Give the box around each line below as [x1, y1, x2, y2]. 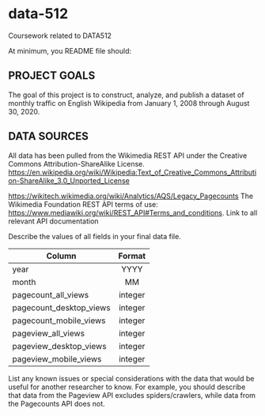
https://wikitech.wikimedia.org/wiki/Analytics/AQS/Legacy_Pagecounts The [8, 191, 254, 201]
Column [46, 250, 77, 261]
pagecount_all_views [12, 289, 89, 300]
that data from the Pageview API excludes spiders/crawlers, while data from [8, 390, 256, 399]
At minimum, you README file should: [8, 46, 132, 55]
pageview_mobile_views [12, 353, 102, 364]
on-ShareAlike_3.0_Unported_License [8, 175, 131, 186]
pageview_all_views [12, 328, 85, 339]
